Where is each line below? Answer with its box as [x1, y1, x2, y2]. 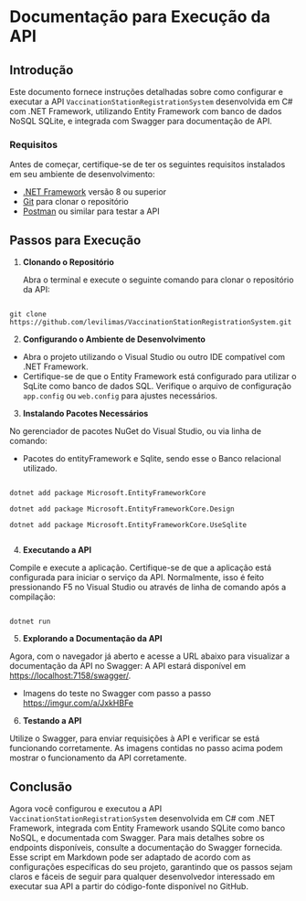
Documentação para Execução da [9, 6, 271, 27]
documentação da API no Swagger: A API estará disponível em [9, 661, 247, 672]
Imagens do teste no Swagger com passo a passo [22, 688, 212, 699]
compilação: [9, 591, 57, 602]
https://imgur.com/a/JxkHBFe [22, 697, 134, 709]
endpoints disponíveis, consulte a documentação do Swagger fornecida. [9, 842, 283, 853]
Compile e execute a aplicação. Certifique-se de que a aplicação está [9, 562, 272, 573]
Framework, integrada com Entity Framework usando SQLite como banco [9, 822, 286, 833]
